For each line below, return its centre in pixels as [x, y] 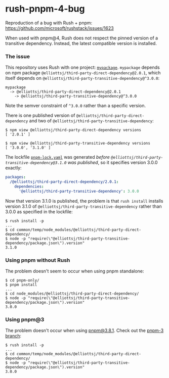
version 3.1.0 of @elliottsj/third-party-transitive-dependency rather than [83, 206]
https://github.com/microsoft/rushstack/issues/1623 [59, 28]
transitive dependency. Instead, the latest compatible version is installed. [81, 43]
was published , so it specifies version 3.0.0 [113, 163]
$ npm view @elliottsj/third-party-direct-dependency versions [73, 130]
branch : [13, 336]
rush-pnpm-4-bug [45, 9]
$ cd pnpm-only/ [22, 280]
